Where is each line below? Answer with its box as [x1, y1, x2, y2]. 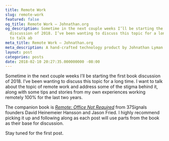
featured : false [5, 17, 39, 22]
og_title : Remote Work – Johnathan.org [5, 21, 89, 27]
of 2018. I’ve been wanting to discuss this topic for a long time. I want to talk [5, 78, 163, 84]
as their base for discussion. [5, 120, 64, 126]
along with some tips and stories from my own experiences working [5, 89, 146, 95]
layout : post [5, 50, 33, 55]
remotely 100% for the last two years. [5, 95, 83, 101]
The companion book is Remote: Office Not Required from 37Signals [5, 104, 147, 110]
